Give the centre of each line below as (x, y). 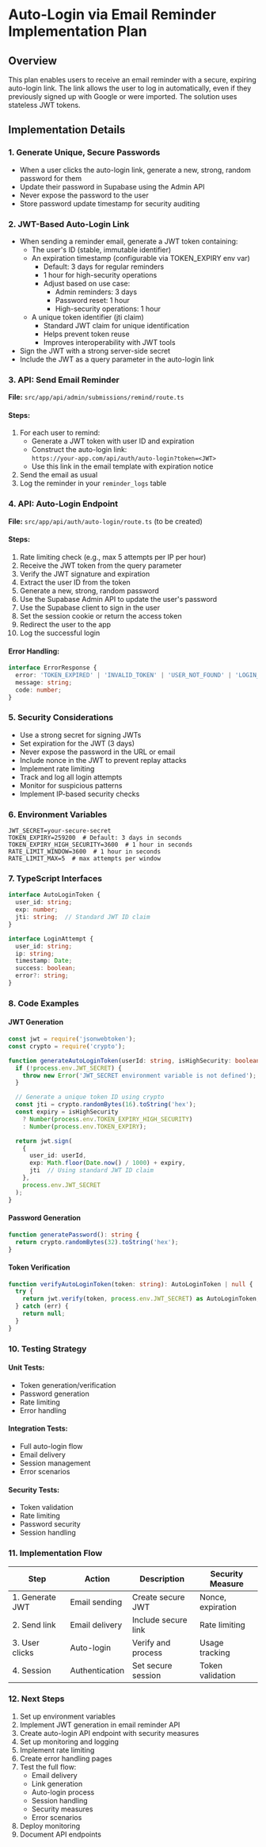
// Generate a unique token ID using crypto (90, 1097)
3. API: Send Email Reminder (64, 380)
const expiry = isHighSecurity (67, 1112)
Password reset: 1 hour (93, 300)
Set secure (152, 1665)
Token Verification (39, 1267)
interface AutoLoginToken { (55, 895)
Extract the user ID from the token (75, 582)
